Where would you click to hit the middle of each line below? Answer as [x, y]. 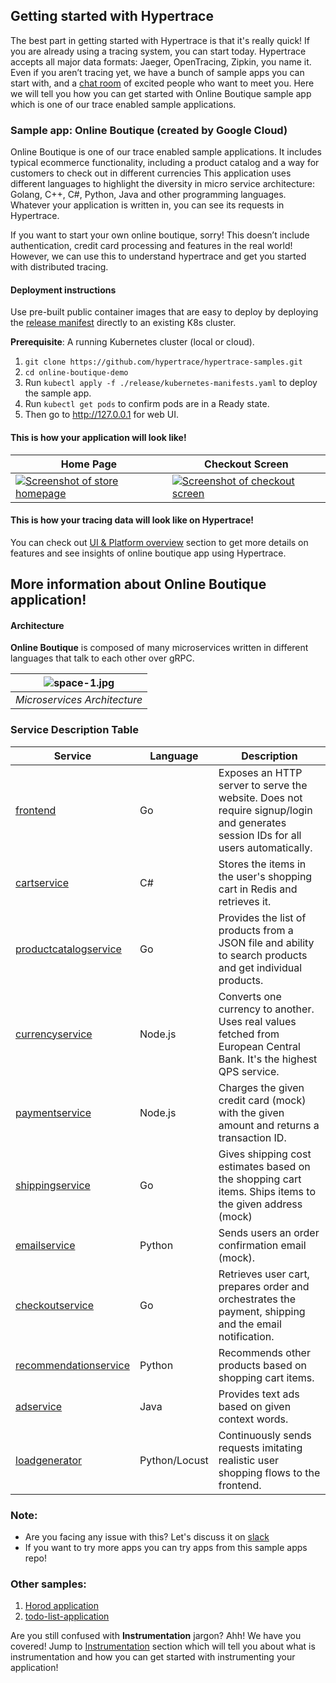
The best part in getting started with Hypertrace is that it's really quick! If [160, 40]
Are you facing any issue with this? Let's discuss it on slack [147, 1536]
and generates [252, 822]
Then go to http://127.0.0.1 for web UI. [101, 415]
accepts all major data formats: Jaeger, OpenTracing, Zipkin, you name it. [161, 61]
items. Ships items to [267, 1191]
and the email [250, 1324]
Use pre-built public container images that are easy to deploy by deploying [164, 312]
